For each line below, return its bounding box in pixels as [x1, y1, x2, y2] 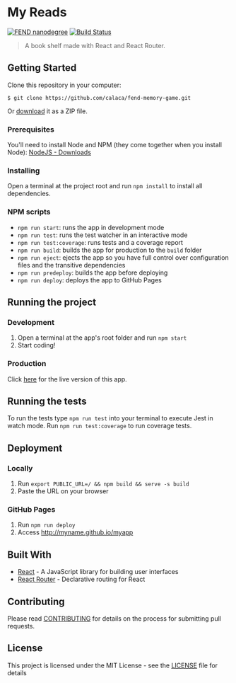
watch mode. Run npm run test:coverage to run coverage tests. [7, 422, 192, 430]
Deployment [7, 442, 63, 454]
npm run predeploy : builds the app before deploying [17, 268, 168, 277]
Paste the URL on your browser [17, 487, 109, 495]
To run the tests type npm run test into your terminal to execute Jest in [7, 414, 213, 423]
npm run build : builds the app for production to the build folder [17, 246, 203, 254]
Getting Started [7, 62, 77, 74]
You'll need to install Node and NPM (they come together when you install [7, 141, 223, 149]
